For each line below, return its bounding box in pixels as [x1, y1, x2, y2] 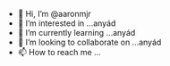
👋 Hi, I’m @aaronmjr [17, 9, 91, 19]
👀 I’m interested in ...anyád [17, 18, 116, 29]
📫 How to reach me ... [17, 47, 101, 57]
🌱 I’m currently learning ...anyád [17, 28, 136, 37]
